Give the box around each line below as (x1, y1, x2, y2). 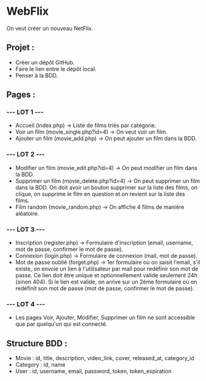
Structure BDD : (6, 338, 68, 348)
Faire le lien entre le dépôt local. (15, 65, 97, 72)
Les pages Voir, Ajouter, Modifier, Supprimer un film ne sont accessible (15, 314, 196, 321)
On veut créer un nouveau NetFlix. (6, 25, 93, 32)
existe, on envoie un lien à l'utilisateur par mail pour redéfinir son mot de (15, 265, 199, 272)
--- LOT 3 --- (6, 225, 45, 234)
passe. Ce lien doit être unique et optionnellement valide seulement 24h (15, 272, 198, 279)
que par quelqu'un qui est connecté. (15, 320, 108, 328)
